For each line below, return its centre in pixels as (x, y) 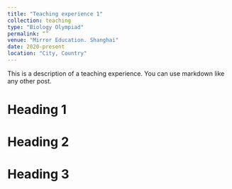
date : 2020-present (36, 47)
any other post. (29, 81)
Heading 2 (38, 142)
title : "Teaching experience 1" (55, 14)
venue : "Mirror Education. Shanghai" (63, 40)
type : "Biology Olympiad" (45, 27)
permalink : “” (28, 34)
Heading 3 (38, 174)
